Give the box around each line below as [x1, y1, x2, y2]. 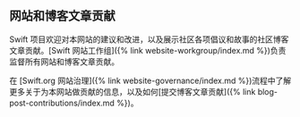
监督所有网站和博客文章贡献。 [9, 56, 119, 67]
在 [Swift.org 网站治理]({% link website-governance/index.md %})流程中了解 [9, 75, 292, 86]
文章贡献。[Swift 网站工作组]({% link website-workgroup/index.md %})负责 [9, 45, 287, 55]
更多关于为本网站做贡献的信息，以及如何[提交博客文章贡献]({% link [9, 86, 256, 96]
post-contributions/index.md [9, 97, 115, 108]
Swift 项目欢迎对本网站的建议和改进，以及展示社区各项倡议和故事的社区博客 [9, 34, 289, 45]
